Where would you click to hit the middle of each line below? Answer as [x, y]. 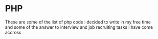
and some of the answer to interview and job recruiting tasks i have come [79, 27]
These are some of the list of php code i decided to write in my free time [78, 22]
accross [13, 32]
